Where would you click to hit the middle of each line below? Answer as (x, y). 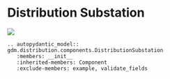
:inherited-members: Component (62, 62)
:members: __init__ (45, 56)
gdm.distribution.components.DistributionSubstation (85, 50)
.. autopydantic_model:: (43, 44)
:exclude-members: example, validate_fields (82, 68)
